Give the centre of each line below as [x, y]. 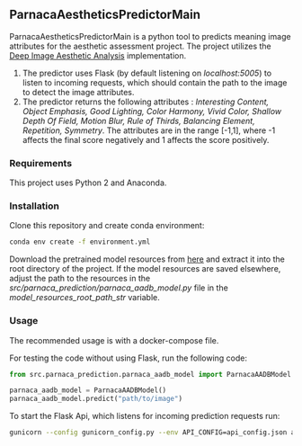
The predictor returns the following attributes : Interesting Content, [146, 102]
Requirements [41, 163]
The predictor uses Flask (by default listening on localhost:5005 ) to [147, 73]
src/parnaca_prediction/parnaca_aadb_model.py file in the [119, 288]
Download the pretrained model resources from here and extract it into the [147, 259]
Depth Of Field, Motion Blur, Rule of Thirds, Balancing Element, [138, 120]
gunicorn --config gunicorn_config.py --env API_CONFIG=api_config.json [148, 433]
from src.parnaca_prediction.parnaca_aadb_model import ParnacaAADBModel [151, 374]
